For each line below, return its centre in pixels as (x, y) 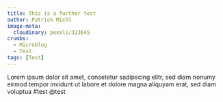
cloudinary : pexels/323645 (52, 32)
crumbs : (18, 39)
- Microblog (30, 45)
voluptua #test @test (37, 91)
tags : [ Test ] (26, 58)
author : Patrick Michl (39, 20)
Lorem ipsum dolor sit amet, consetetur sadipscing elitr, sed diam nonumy (112, 77)
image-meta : (24, 26)
